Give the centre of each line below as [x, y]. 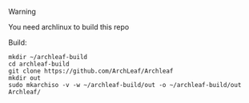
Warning [22, 12]
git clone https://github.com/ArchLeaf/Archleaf [91, 71]
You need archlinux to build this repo [69, 27]
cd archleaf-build [39, 64]
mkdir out [25, 78]
